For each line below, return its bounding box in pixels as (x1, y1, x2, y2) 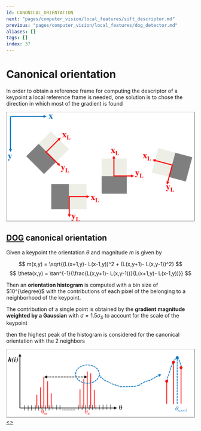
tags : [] (6, 35, 28, 41)
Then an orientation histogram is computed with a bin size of (6, 281, 159, 288)
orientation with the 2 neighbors (6, 337, 86, 344)
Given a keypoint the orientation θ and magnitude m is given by (6, 248, 162, 256)
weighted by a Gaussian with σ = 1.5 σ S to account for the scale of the (6, 312, 179, 321)
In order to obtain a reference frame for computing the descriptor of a (6, 87, 178, 94)
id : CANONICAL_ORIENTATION (6, 10, 74, 16)
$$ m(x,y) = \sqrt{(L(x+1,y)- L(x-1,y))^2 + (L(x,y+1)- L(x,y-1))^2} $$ (19, 260, 182, 267)
